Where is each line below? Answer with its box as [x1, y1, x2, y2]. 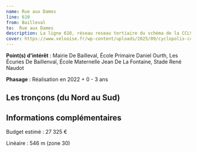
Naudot [6, 65, 25, 71]
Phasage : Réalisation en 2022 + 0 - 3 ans [6, 76, 108, 83]
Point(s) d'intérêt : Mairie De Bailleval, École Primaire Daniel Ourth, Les [6, 52, 178, 59]
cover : [6, 36, 22, 42]
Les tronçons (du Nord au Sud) [6, 93, 120, 103]
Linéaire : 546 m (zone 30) [6, 140, 70, 147]
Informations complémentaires [6, 113, 122, 123]
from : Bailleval [6, 19, 46, 25]
